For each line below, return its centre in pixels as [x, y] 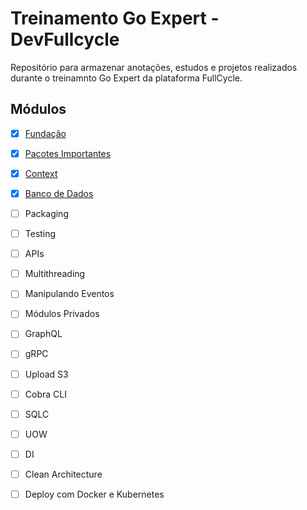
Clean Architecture [63, 474]
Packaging [46, 213]
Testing [40, 234]
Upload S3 [46, 374]
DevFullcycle [65, 39]
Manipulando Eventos [69, 294]
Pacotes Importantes [68, 153]
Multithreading [55, 274]
